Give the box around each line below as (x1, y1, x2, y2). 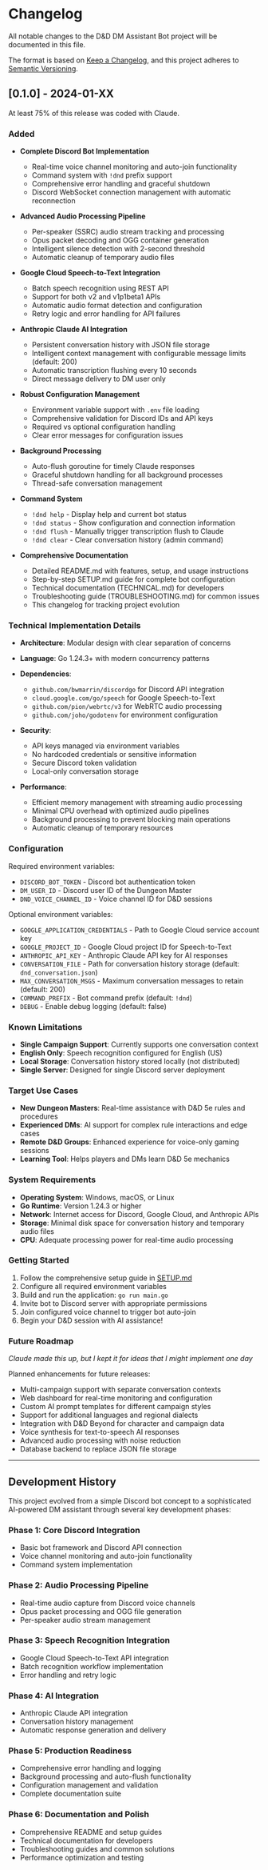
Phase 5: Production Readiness (8, 1745, 132, 1756)
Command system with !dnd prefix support (31, 170, 173, 180)
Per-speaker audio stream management (19, 1615, 151, 1624)
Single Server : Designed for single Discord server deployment (19, 1065, 226, 1075)
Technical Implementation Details (8, 619, 141, 631)
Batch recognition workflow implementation (19, 1661, 164, 1671)
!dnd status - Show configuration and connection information (31, 518, 235, 528)
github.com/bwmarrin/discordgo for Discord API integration (31, 685, 225, 695)
